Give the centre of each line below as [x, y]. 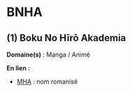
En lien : [19, 68]
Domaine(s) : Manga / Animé [48, 54]
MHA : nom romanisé [47, 82]
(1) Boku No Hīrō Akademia [66, 38]
